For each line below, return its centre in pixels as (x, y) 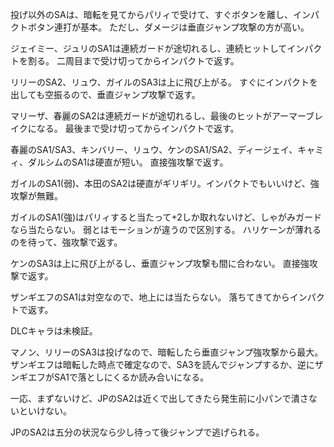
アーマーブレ (297, 116)
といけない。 (45, 411)
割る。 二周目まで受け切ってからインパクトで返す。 (133, 61)
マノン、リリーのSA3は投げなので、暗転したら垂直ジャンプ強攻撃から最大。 (167, 352)
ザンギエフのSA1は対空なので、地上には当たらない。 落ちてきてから (150, 297)
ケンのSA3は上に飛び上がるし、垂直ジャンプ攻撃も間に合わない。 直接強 (160, 263)
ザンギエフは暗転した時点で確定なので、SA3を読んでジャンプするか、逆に (162, 364)
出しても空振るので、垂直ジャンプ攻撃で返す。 (105, 94)
